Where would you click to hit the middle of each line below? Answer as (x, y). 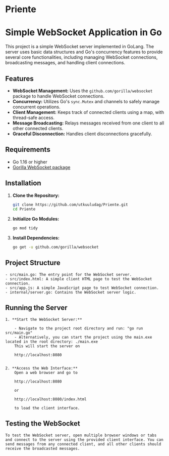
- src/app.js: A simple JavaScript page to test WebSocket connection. (82, 288)
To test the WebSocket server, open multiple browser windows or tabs (81, 435)
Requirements (28, 150)
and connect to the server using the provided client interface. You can (84, 440)
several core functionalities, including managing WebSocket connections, (81, 57)
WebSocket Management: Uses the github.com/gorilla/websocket (82, 91)
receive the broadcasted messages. (43, 448)
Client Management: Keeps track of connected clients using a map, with (88, 112)
